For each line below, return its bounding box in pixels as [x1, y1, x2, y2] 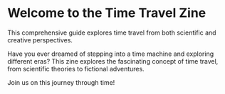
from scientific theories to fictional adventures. [7, 64, 145, 73]
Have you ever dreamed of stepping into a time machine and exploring [7, 49, 214, 58]
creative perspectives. [7, 35, 73, 44]
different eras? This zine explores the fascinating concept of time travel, [7, 57, 219, 65]
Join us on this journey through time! [7, 78, 115, 86]
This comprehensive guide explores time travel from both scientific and [7, 28, 216, 37]
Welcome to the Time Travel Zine [7, 5, 206, 21]
